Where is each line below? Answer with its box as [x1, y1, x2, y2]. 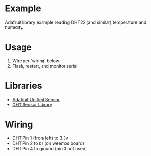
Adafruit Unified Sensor [12, 96, 60, 102]
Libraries [5, 80, 42, 91]
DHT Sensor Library [12, 102, 53, 107]
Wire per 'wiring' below [12, 57, 60, 64]
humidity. [5, 24, 24, 30]
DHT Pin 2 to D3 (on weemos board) [12, 140, 85, 146]
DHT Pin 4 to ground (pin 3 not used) [12, 145, 87, 151]
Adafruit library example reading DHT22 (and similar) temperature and [5, 19, 147, 25]
